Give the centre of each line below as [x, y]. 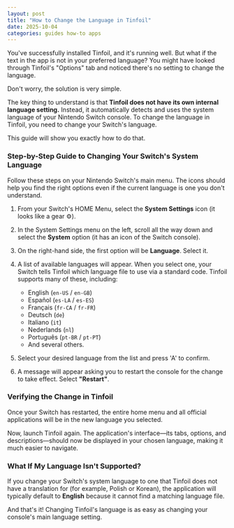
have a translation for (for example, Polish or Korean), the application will [112, 489]
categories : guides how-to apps [54, 33]
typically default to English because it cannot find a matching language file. [116, 496]
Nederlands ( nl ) [51, 330]
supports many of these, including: [67, 279]
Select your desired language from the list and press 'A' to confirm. [114, 358]
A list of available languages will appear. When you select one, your [114, 264]
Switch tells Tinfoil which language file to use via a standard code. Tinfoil [122, 271]
